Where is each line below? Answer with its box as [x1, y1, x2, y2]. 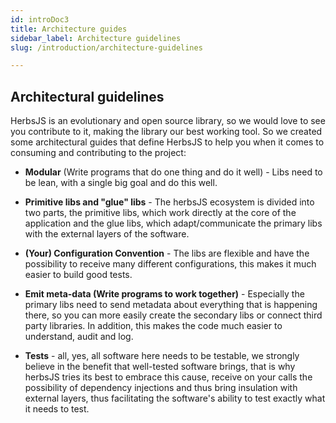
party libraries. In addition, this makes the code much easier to [24, 320, 283, 332]
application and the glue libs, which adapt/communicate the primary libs [24, 217, 323, 230]
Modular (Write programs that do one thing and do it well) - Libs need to [24, 166, 323, 178]
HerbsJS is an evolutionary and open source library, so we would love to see [10, 115, 326, 127]
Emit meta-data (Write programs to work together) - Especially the [24, 288, 305, 300]
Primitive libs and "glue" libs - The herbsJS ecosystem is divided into [24, 196, 315, 208]
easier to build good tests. [24, 269, 133, 281]
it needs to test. [24, 403, 90, 415]
